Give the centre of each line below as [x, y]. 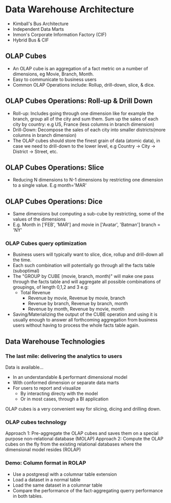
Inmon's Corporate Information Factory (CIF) [59, 34]
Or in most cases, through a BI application [64, 399]
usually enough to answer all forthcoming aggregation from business [85, 320]
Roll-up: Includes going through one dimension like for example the [83, 113]
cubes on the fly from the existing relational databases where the [74, 444]
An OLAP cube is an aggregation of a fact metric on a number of [80, 68]
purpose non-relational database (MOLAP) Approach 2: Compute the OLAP [84, 439]
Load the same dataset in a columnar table [57, 485]
